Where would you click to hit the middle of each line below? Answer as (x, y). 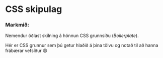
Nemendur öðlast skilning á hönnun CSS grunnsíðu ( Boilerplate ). (72, 35)
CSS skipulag (34, 9)
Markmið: (17, 25)
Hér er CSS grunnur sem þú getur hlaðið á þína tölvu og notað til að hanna (82, 45)
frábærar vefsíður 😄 (26, 50)
